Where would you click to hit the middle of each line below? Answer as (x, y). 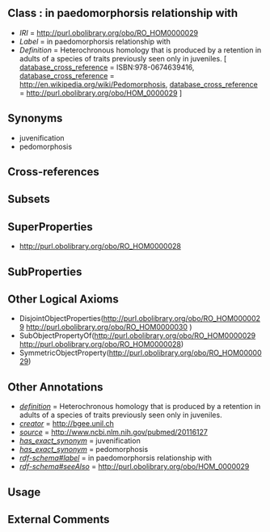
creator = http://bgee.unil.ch (67, 424)
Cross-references (54, 172)
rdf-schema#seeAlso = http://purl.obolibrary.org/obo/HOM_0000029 (134, 467)
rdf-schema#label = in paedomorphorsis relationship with (115, 458)
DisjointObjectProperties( (61, 319)
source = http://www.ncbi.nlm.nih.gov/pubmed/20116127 (113, 433)
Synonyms (35, 118)
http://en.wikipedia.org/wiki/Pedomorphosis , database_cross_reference (138, 84)
